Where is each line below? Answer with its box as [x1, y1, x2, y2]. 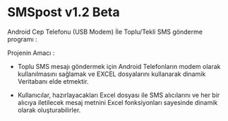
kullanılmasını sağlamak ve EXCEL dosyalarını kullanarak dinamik [17, 70, 206, 78]
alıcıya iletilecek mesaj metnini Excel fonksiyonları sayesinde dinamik [17, 98, 218, 106]
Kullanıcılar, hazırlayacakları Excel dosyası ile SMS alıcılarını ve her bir [17, 91, 220, 99]
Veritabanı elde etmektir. [17, 77, 89, 85]
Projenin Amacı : [7, 49, 55, 57]
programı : [7, 34, 37, 43]
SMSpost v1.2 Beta [7, 4, 120, 20]
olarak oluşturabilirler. [17, 106, 81, 114]
